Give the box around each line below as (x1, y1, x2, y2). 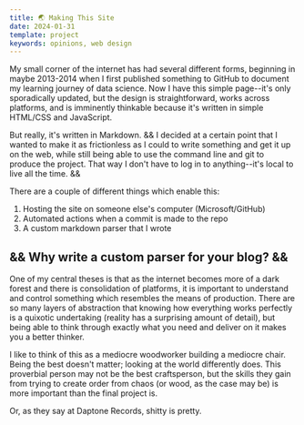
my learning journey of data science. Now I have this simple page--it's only (9, 83, 291, 94)
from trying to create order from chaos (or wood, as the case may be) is (9, 379, 279, 390)
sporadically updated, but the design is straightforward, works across (9, 93, 270, 104)
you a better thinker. (9, 331, 85, 342)
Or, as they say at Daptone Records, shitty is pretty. (9, 406, 202, 417)
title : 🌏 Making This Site (9, 13, 115, 23)
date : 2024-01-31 (9, 22, 76, 31)
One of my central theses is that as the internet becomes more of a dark (9, 274, 280, 285)
